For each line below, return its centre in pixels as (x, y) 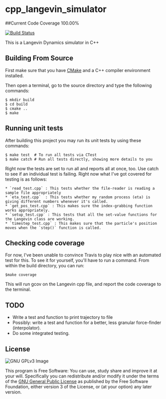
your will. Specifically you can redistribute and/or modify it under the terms (82, 376)
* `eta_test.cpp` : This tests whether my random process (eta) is (78, 197)
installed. (14, 76)
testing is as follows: (26, 179)
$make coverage (21, 275)
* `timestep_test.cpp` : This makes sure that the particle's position (81, 223)
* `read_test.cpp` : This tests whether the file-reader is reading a (80, 188)
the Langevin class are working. (40, 219)
